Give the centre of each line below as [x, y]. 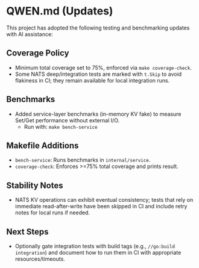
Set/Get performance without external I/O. [67, 120]
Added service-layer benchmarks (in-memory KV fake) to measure [98, 114]
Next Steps [27, 232]
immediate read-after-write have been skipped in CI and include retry [101, 207]
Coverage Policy [38, 53]
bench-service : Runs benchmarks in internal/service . [83, 160]
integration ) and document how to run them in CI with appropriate [98, 252]
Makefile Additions [43, 145]
